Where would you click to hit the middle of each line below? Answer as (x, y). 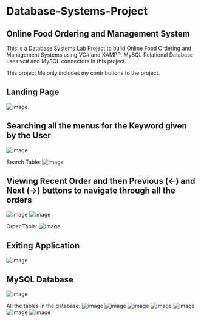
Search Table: (24, 162)
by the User (29, 135)
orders (19, 200)
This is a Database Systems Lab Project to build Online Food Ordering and (99, 48)
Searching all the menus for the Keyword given (97, 126)
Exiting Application (43, 246)
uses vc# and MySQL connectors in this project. (66, 61)
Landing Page (33, 92)
